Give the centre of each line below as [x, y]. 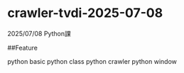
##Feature [22, 47]
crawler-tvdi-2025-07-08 [85, 13]
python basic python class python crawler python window [92, 61]
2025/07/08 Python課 [39, 33]
